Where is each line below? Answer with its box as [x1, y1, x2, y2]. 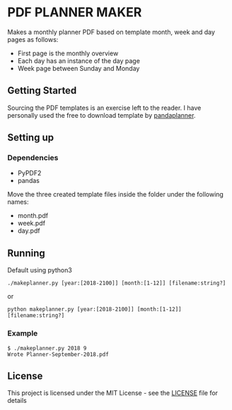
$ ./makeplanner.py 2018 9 [7, 345, 87, 352]
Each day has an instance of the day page [17, 56, 140, 65]
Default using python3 [7, 266, 72, 275]
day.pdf [17, 226, 40, 235]
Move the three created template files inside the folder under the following [7, 190, 224, 199]
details [7, 397, 27, 405]
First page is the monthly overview [17, 49, 119, 57]
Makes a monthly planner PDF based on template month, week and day [7, 28, 216, 36]
